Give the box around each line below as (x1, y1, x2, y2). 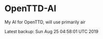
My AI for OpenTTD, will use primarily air (4, 19, 86, 25)
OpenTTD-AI (4, 3, 56, 14)
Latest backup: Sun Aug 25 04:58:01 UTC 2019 (4, 28, 99, 34)
